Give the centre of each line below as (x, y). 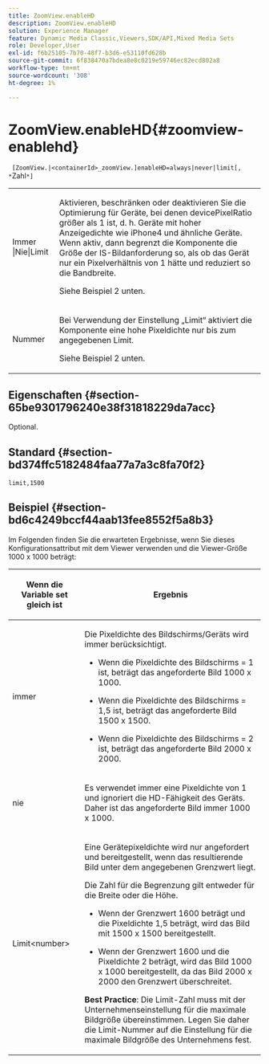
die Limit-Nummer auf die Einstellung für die (168, 1029)
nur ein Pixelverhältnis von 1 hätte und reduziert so (155, 263)
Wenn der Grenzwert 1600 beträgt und (172, 913)
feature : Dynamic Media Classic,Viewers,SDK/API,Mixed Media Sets (121, 38)
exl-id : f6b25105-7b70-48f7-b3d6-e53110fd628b (87, 53)
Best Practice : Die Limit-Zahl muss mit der (165, 999)
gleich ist (44, 605)
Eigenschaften (45, 395)
